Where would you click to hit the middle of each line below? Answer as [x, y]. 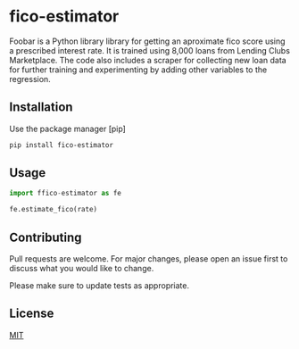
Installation [41, 108]
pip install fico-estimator [62, 145]
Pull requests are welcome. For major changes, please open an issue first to [149, 259]
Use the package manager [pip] [68, 129]
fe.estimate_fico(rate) [54, 210]
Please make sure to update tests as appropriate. [100, 286]
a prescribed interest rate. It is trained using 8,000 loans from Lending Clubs [149, 50]
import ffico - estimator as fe [66, 194]
